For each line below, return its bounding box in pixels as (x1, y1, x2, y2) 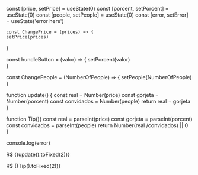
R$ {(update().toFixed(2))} (6, 151, 70, 158)
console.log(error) (6, 140, 50, 147)
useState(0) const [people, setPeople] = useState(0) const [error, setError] (6, 11, 189, 18)
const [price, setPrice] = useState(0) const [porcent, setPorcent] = (6, 5, 169, 12)
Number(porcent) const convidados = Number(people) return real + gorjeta (6, 98, 191, 105)
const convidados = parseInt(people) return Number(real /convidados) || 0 (6, 122, 189, 129)
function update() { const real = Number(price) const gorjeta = (6, 92, 159, 98)
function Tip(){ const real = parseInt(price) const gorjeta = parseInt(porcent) (6, 115, 193, 122)
